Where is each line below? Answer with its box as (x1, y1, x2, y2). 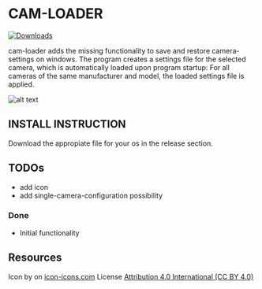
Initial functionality (19, 228, 80, 237)
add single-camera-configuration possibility (19, 191, 163, 200)
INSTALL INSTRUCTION (8, 117, 126, 131)
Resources (8, 251, 62, 265)
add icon (19, 182, 49, 191)
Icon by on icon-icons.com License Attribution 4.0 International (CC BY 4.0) (8, 272, 254, 281)
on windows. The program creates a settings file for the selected (36, 54, 246, 64)
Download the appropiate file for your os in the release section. (8, 139, 213, 148)
